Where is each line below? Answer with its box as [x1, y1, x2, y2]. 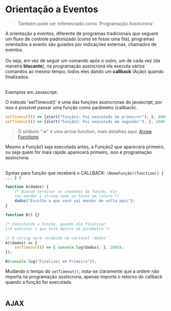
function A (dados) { [5, 184, 49, 189]
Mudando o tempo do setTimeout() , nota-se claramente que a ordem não [5, 268, 159, 274]
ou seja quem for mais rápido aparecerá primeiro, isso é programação [5, 149, 152, 155]
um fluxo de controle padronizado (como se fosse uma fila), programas [5, 36, 155, 42]
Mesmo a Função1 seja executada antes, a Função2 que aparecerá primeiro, [5, 143, 165, 150]
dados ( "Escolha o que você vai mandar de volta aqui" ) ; [14, 198, 136, 204]
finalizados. [5, 74, 30, 80]
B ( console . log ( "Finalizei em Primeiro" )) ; [5, 259, 97, 264]
